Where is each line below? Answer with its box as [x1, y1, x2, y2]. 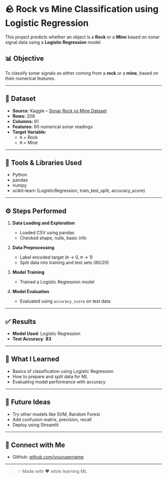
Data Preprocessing [12, 245, 55, 251]
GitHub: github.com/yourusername [12, 454, 84, 460]
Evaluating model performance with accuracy [12, 379, 106, 385]
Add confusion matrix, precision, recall [12, 416, 92, 422]
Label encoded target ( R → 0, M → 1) [19, 254, 93, 260]
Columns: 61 [12, 118, 39, 124]
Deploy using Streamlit [12, 422, 59, 428]
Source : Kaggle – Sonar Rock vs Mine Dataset [12, 108, 107, 114]
